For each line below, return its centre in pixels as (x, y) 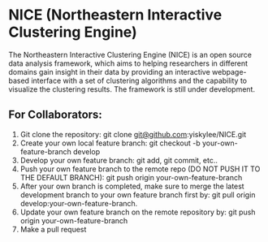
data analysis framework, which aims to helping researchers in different (128, 63)
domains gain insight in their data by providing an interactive (110, 71)
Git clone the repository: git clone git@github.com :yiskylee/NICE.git (133, 134)
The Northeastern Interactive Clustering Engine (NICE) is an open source (130, 54)
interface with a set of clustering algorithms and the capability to (139, 80)
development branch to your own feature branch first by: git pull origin (138, 194)
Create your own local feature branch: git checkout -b (110, 143)
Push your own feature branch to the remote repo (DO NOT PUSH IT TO (140, 169)
